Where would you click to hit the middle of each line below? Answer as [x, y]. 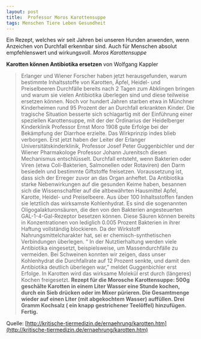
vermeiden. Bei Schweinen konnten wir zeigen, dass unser [93, 254]
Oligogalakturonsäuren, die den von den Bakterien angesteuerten [102, 210]
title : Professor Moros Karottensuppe [56, 17]
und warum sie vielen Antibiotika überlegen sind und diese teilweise [105, 95]
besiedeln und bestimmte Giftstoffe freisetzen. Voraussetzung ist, [102, 172]
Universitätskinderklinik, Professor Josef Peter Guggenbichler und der [108, 146]
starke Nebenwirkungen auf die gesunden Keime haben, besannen [103, 184]
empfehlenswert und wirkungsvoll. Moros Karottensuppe [76, 53]
